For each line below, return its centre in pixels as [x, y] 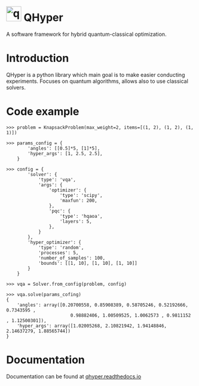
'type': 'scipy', [81, 195]
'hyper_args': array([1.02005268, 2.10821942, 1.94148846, [92, 326]
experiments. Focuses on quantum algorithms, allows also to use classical [97, 81]
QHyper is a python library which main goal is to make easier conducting [96, 75]
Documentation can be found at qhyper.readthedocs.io [74, 376]
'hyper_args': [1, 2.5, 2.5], [65, 153]
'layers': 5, [76, 221]
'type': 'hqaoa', [81, 216]
